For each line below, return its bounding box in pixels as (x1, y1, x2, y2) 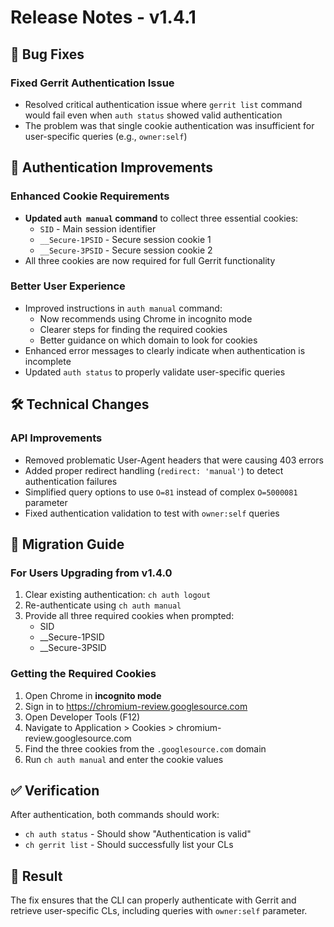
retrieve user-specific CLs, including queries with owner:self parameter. (10, 905, 308, 917)
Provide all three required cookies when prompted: (24, 610, 235, 622)
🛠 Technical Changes (10, 396, 150, 413)
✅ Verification (10, 782, 100, 799)
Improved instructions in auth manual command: (24, 302, 223, 314)
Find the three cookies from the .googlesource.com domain (24, 742, 267, 755)
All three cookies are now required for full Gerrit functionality (24, 254, 276, 266)
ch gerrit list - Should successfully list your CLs (24, 839, 234, 851)
